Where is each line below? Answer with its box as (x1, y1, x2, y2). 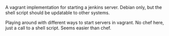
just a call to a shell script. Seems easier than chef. (5, 25, 112, 31)
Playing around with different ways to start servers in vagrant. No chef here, (5, 20, 164, 25)
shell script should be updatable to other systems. (5, 10, 110, 16)
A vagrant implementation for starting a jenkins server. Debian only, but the (5, 5, 162, 10)
